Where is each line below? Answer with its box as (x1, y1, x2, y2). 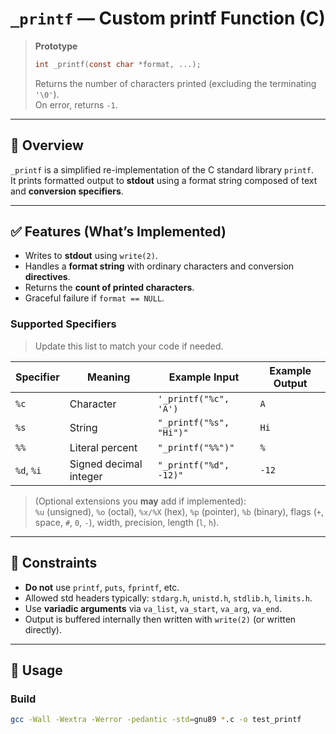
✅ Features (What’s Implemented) (10, 223, 227, 241)
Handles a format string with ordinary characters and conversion (24, 260, 295, 272)
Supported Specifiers (10, 317, 117, 331)
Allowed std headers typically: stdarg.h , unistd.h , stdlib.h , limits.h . (24, 592, 313, 604)
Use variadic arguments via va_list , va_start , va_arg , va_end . (24, 602, 283, 614)
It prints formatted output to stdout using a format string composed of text (10, 174, 318, 186)
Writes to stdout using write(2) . (24, 250, 158, 262)
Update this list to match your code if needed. (34, 340, 224, 352)
